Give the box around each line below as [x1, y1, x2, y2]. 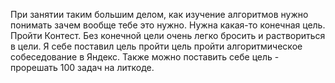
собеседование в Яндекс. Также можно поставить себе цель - [10, 51, 280, 63]
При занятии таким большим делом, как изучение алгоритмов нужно [10, 9, 309, 20]
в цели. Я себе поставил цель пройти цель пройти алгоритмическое [10, 40, 303, 52]
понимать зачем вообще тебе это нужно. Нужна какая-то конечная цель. [10, 19, 326, 31]
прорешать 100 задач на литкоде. [10, 62, 155, 73]
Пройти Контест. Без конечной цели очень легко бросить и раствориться [10, 30, 326, 41]
